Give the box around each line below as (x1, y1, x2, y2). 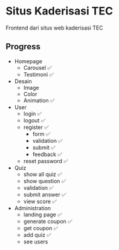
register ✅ (23, 123, 49, 131)
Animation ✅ (23, 96, 55, 104)
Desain (14, 77, 32, 85)
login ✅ (23, 110, 42, 117)
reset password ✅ (23, 157, 69, 164)
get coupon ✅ (23, 224, 59, 231)
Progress (5, 42, 40, 52)
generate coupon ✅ (23, 217, 73, 225)
